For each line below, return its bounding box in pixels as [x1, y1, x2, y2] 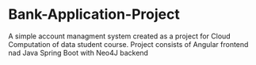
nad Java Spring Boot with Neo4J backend [8, 48, 149, 57]
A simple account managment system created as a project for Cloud [8, 31, 231, 41]
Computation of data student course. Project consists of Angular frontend [8, 39, 249, 49]
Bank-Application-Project [8, 5, 180, 23]
